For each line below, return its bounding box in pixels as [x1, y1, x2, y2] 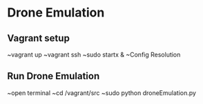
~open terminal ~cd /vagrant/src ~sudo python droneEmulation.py [7, 88, 197, 97]
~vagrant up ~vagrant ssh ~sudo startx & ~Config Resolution [7, 50, 181, 59]
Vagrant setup [7, 32, 70, 44]
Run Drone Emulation [7, 70, 100, 82]
